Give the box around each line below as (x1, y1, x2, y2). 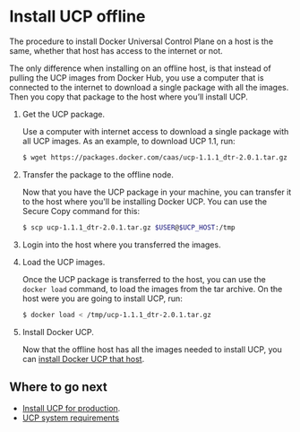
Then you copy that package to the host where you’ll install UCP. (9, 91, 249, 102)
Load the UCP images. (21, 256, 106, 267)
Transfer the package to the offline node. (21, 168, 175, 180)
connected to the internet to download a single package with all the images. (9, 82, 289, 92)
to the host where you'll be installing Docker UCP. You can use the (21, 195, 267, 207)
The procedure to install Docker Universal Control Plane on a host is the (9, 36, 274, 47)
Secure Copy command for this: (21, 205, 141, 216)
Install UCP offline (9, 6, 146, 27)
